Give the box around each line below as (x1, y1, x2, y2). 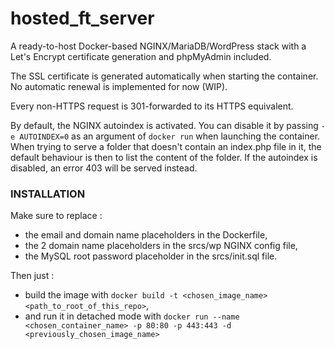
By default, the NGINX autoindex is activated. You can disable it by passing (10, 119, 319, 131)
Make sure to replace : (10, 210, 103, 222)
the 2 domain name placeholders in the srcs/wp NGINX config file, (24, 240, 298, 252)
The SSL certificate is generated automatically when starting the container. (10, 70, 319, 82)
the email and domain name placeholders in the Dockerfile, (24, 229, 268, 241)
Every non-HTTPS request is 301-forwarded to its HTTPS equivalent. (10, 100, 294, 112)
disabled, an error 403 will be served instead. (10, 162, 198, 174)
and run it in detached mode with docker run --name (24, 310, 240, 322)
